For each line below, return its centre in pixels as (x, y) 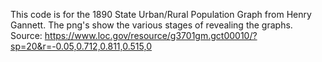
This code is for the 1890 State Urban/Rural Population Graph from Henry (161, 14)
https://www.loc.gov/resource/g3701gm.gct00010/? (151, 35)
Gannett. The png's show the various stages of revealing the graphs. (151, 25)
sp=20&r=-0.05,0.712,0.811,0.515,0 (81, 46)
